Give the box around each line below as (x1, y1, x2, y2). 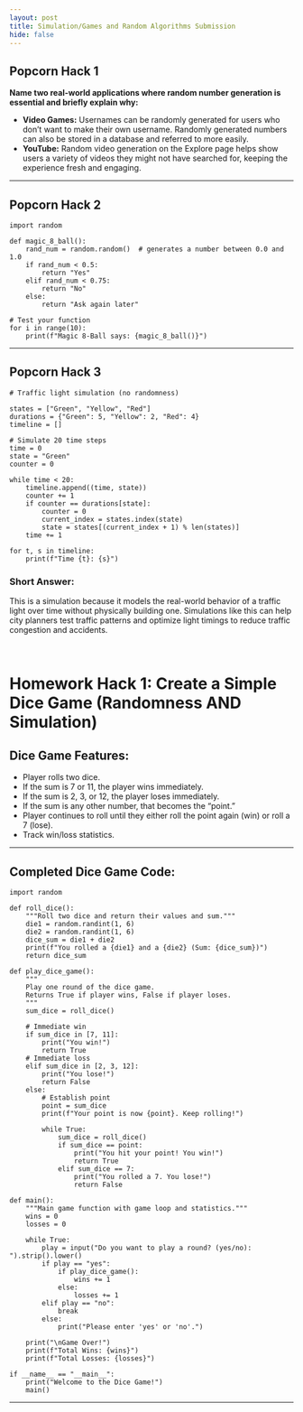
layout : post (9, 13, 59, 23)
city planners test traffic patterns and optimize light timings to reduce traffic (9, 615, 291, 626)
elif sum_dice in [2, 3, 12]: (25, 1062, 140, 1071)
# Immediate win (25, 1022, 87, 1031)
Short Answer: (9, 575, 75, 588)
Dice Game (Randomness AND (9, 692, 242, 713)
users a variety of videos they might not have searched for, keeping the (22, 153, 289, 163)
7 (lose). (22, 820, 54, 831)
